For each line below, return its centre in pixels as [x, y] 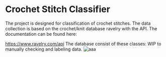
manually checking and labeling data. [44, 49]
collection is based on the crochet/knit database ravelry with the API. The [81, 28]
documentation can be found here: [41, 34]
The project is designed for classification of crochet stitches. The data [78, 23]
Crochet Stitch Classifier [58, 9]
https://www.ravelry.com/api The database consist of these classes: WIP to [83, 43]
